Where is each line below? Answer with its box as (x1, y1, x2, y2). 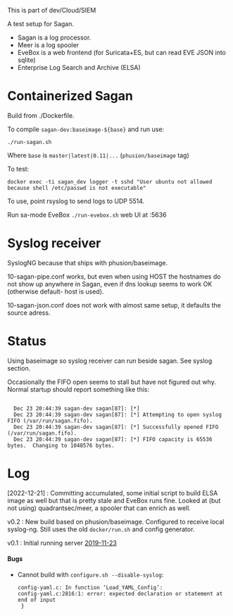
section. (7, 363, 31, 373)
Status (7, 333, 47, 349)
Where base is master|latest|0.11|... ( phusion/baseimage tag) (7, 151, 190, 159)
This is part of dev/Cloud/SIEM (7, 6, 96, 14)
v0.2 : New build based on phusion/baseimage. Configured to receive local (7, 517, 225, 526)
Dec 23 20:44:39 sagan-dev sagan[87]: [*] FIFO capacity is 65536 (13, 435, 213, 443)
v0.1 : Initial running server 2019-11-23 (7, 538, 118, 547)
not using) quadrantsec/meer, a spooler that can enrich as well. (7, 504, 191, 512)
